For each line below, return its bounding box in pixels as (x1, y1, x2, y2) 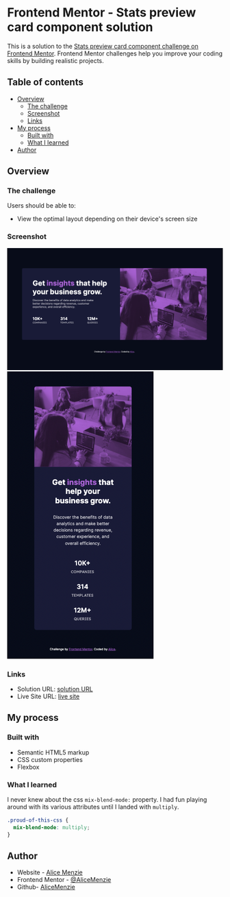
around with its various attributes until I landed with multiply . (7, 802, 179, 811)
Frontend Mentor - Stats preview (7, 5, 196, 21)
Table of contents (7, 77, 84, 88)
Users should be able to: (7, 201, 77, 210)
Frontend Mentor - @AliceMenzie (16, 876, 112, 884)
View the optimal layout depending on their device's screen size (16, 214, 198, 223)
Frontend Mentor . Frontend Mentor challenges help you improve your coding (7, 49, 223, 58)
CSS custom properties (16, 755, 84, 763)
